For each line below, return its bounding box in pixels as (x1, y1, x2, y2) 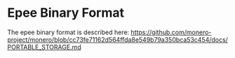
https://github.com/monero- (130, 28, 212, 36)
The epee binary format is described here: (7, 28, 130, 36)
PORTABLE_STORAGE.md (7, 43, 82, 51)
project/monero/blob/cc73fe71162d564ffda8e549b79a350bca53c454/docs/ (7, 35, 228, 43)
